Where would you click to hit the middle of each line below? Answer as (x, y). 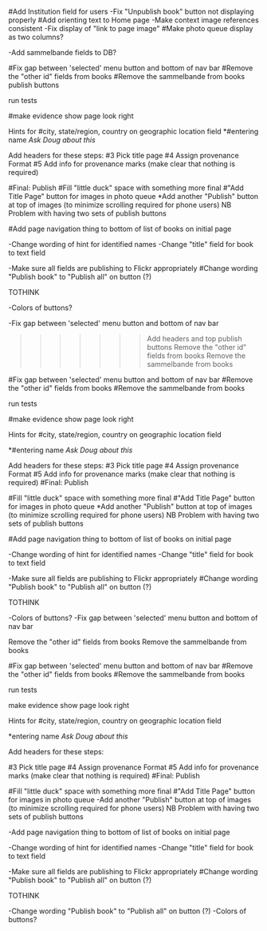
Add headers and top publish (194, 338)
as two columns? (36, 37)
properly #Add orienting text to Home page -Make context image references (133, 20)
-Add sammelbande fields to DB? (63, 52)
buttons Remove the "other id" (197, 347)
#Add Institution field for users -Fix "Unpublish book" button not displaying (131, 12)
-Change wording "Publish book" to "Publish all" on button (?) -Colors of (128, 911)
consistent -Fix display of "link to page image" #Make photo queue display (131, 28)
